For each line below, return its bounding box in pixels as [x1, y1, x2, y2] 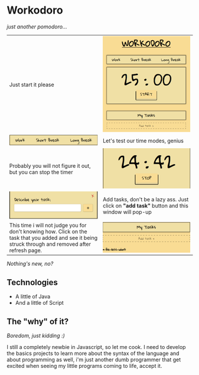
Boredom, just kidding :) [6, 332, 66, 340]
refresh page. [9, 247, 43, 254]
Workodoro [6, 4, 64, 17]
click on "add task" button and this [103, 202, 188, 210]
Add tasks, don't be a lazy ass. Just [103, 196, 189, 203]
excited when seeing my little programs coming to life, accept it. [6, 363, 162, 370]
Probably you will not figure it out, [9, 162, 91, 169]
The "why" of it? [6, 317, 69, 327]
